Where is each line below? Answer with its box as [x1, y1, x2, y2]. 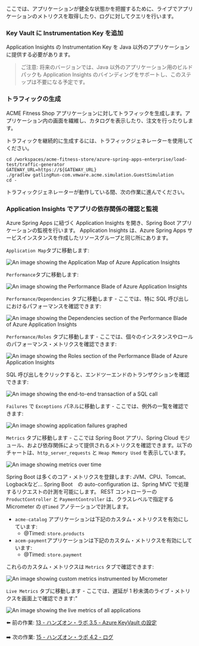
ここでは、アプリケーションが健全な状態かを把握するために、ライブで [6, 5, 178, 12]
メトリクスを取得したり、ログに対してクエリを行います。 [37, 12, 177, 20]
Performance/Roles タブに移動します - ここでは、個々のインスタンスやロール [6, 333, 194, 340]
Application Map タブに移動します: [6, 246, 90, 254]
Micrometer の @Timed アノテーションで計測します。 [6, 503, 132, 510]
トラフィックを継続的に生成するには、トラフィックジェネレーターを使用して [6, 137, 194, 144]
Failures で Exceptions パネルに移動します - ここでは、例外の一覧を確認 [6, 402, 184, 409]
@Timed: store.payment [23, 551, 82, 558]
